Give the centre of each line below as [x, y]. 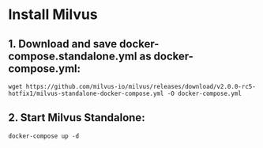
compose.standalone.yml [73, 56]
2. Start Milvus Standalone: [77, 118]
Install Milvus [53, 15]
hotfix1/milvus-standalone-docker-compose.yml [86, 93]
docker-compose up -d [44, 136]
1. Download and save [63, 44]
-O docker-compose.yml [205, 93]
